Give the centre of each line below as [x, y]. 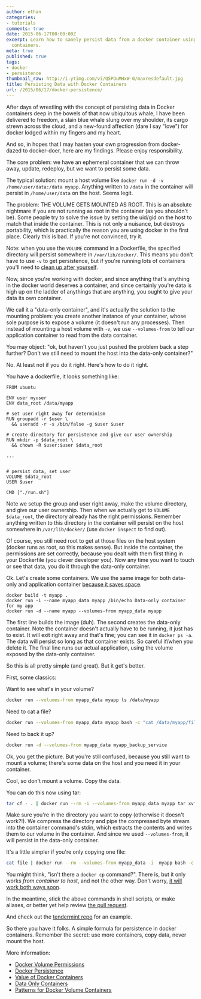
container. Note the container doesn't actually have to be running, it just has [100, 629]
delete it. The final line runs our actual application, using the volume [90, 647]
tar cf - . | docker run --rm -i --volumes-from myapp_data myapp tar [96, 803]
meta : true [20, 51]
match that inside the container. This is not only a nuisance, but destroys [96, 223]
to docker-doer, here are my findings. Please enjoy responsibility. [103, 150]
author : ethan [24, 12]
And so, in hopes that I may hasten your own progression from [83, 144]
